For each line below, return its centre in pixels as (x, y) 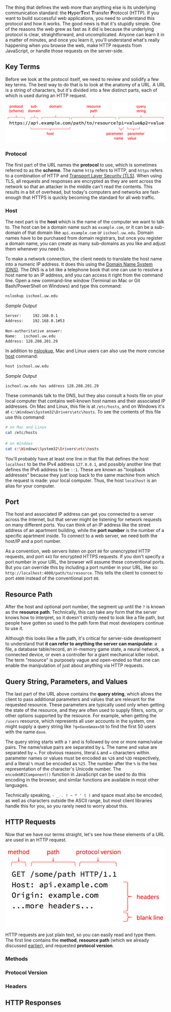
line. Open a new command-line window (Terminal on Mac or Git (73, 281)
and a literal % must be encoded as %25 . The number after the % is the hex (81, 763)
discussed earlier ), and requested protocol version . (60, 946)
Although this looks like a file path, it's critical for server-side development (83, 638)
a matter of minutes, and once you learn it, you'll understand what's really (82, 40)
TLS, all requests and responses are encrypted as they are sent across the (83, 181)
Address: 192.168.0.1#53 (35, 321)
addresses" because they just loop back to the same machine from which (82, 475)
